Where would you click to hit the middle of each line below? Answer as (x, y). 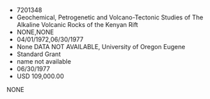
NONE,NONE (35, 32)
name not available (44, 61)
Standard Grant (38, 54)
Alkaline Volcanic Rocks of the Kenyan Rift (77, 25)
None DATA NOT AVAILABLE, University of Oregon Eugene (101, 47)
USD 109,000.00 (40, 76)
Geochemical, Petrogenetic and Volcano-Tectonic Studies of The (110, 17)
